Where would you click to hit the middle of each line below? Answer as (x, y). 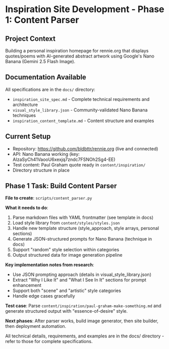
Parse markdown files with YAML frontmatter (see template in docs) (83, 217)
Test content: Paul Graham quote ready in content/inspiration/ (79, 164)
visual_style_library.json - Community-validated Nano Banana (80, 110)
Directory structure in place (41, 170)
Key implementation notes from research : (50, 265)
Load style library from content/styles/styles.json (66, 223)
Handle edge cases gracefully (44, 296)
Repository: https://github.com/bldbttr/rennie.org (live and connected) (85, 149)
